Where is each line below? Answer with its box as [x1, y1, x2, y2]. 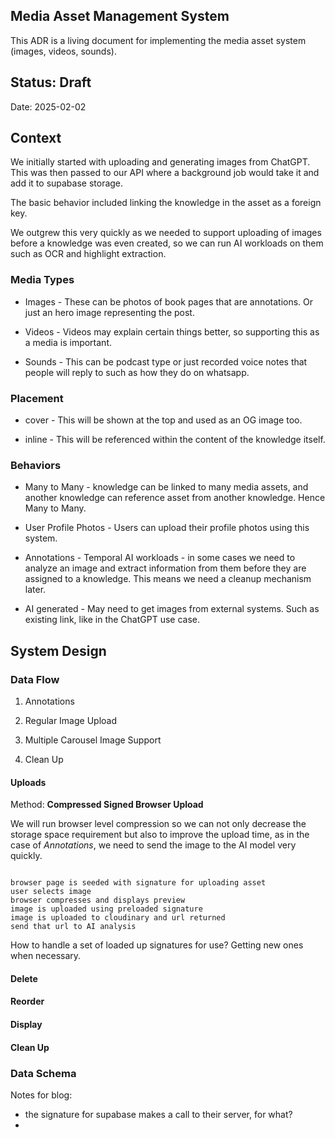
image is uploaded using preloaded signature [10, 904, 203, 914]
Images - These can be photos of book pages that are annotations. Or [24, 295, 314, 308]
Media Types [10, 273, 75, 287]
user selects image [10, 887, 92, 897]
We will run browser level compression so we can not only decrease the [10, 818, 307, 830]
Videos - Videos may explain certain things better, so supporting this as [24, 325, 320, 338]
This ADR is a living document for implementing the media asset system [10, 34, 307, 46]
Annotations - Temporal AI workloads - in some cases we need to [24, 552, 296, 564]
